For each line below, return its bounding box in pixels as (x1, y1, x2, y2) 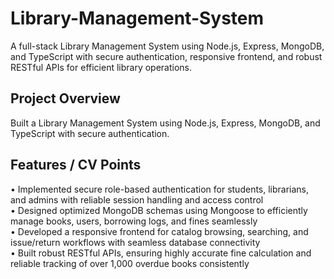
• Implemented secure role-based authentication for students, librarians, (10, 183, 310, 195)
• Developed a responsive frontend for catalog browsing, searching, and (10, 225, 309, 237)
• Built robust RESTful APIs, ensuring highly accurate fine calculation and (10, 247, 312, 259)
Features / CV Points (10, 157, 142, 174)
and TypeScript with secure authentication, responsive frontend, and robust (10, 50, 323, 62)
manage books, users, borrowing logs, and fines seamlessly (10, 215, 258, 227)
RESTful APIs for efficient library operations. (10, 61, 193, 73)
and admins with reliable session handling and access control (10, 193, 264, 206)
